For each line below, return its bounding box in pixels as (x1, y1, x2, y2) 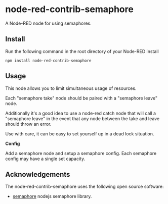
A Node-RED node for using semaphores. (5, 20, 92, 26)
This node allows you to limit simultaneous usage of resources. (5, 85, 137, 91)
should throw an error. (5, 121, 52, 127)
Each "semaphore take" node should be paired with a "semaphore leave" (5, 95, 158, 101)
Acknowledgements (5, 170, 70, 179)
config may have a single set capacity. (5, 156, 86, 162)
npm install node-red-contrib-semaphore (5, 58, 92, 63)
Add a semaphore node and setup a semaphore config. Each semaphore (5, 150, 157, 156)
